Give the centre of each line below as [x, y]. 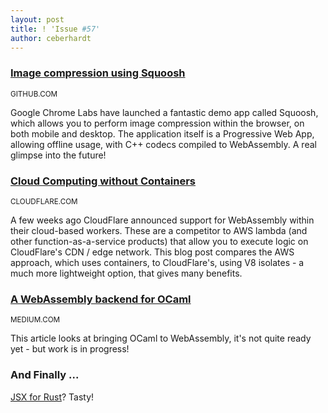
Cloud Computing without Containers [103, 181]
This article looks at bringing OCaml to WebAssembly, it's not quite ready [161, 338]
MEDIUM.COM [35, 320]
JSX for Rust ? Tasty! [52, 397]
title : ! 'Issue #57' [55, 29]
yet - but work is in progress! [70, 349]
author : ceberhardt [51, 38]
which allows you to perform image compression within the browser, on [157, 123]
